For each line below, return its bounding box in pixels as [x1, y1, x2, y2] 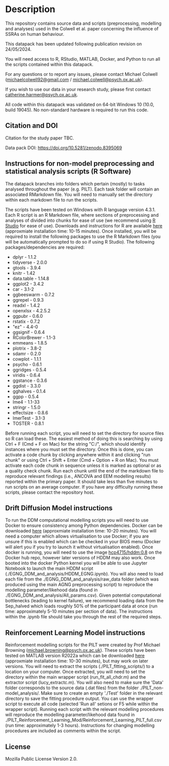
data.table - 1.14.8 [12, 275, 49, 281]
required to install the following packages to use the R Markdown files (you [5, 233, 161, 240]
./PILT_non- [139, 685, 164, 691]
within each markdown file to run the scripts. [5, 197, 98, 203]
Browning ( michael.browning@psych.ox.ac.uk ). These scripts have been [5, 647, 156, 653]
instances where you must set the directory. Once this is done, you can [5, 446, 153, 452]
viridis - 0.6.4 [12, 372, 40, 378]
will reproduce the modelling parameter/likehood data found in [5, 711, 135, 718]
